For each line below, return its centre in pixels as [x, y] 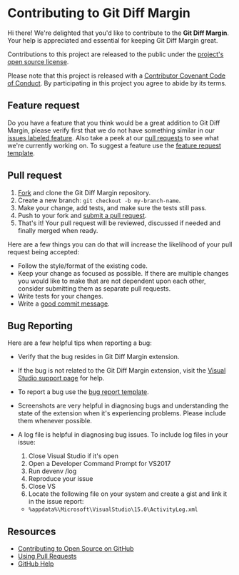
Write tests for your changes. [60, 296]
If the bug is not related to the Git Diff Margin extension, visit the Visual [122, 371]
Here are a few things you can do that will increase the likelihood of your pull [120, 244]
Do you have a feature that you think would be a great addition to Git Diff [114, 123]
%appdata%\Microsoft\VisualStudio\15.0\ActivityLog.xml [113, 510]
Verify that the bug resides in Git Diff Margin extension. [98, 357]
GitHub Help [36, 564]
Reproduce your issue [61, 479]
